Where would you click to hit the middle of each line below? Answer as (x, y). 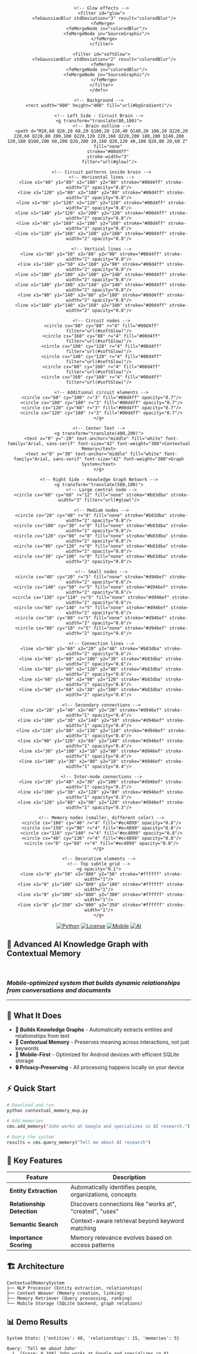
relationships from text (42, 1035)
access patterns (93, 1244)
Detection (23, 1211)
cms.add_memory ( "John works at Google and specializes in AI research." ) (98, 1126)
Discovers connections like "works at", (124, 1203)
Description (129, 1177)
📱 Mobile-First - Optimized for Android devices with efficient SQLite (97, 1054)
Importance (26, 1237)
